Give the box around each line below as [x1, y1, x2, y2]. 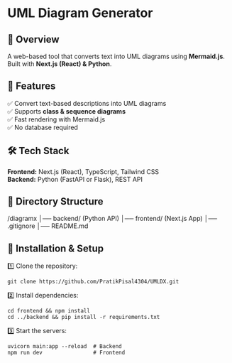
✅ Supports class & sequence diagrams [7, 107, 126, 115]
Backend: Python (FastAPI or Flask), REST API [7, 175, 143, 183]
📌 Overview [7, 33, 60, 45]
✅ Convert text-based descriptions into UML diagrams [7, 99, 167, 107]
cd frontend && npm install [7, 308, 91, 315]
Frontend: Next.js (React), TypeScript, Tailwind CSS [7, 167, 160, 175]
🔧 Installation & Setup [7, 242, 104, 254]
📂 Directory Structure [7, 195, 104, 207]
